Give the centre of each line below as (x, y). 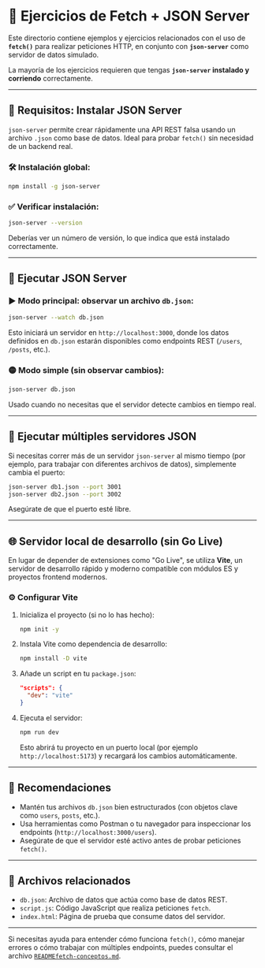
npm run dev (39, 732)
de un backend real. (41, 146)
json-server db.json (42, 389)
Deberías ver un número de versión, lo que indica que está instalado (119, 238)
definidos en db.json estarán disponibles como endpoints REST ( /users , (125, 341)
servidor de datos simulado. (54, 54)
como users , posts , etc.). (60, 815)
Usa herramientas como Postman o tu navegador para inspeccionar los (135, 824)
